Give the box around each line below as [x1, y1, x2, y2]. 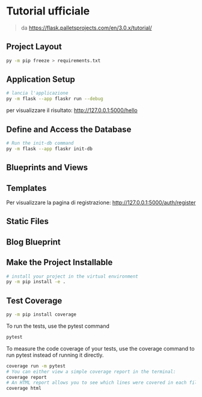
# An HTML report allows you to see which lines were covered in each [6, 380, 187, 386]
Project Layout [6, 42, 62, 52]
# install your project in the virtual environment [6, 273, 138, 280]
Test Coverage [6, 295, 63, 305]
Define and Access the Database [6, 124, 132, 134]
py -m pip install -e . [6, 279, 66, 285]
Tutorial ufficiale [6, 4, 90, 18]
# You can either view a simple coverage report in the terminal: [6, 369, 176, 375]
